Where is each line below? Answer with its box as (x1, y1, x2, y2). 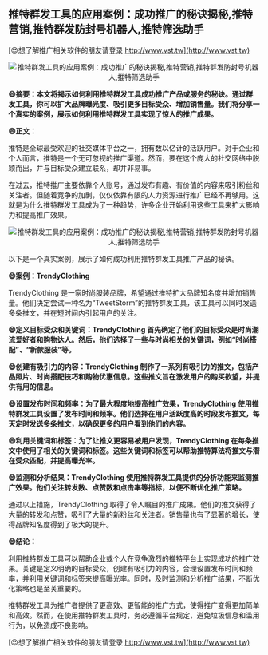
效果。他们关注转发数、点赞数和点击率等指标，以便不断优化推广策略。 (14, 482, 246, 492)
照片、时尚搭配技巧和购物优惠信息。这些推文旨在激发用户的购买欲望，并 (14, 371, 253, 381)
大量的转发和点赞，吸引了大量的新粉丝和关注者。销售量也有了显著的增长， (8, 510, 253, 519)
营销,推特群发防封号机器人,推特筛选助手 (8, 22, 205, 36)
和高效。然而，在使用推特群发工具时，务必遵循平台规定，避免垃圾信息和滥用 (8, 610, 260, 620)
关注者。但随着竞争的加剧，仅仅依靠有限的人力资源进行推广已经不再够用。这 (8, 190, 260, 200)
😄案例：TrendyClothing (8, 271, 90, 280)
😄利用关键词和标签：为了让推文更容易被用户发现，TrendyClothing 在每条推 (8, 435, 259, 445)
